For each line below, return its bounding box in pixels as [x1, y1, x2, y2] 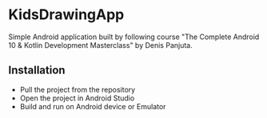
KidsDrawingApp [8, 6, 125, 24]
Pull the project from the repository [19, 85, 136, 94]
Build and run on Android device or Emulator [19, 101, 166, 111]
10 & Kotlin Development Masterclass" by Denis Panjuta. [8, 40, 193, 49]
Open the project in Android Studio [19, 93, 135, 103]
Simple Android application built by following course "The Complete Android [8, 32, 260, 41]
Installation [8, 64, 66, 77]
